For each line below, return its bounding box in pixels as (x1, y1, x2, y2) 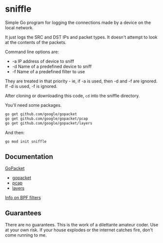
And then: (5, 129, 25, 135)
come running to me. (5, 232, 47, 238)
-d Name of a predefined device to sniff (12, 63, 92, 69)
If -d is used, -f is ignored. (5, 83, 57, 89)
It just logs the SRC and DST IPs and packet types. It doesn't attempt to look (5, 34, 158, 40)
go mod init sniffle (5, 139, 47, 144)
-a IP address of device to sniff (12, 58, 74, 64)
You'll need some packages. (5, 102, 62, 108)
